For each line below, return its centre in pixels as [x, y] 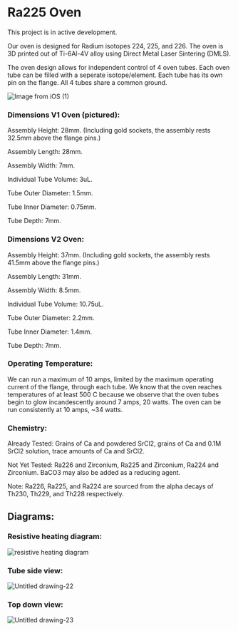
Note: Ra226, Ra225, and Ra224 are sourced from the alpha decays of [110, 486]
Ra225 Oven [45, 12]
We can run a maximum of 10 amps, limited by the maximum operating [110, 379]
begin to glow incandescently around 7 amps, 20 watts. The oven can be [114, 402]
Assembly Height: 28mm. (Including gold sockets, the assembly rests [109, 130]
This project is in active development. [62, 32]
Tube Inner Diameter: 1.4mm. [50, 332]
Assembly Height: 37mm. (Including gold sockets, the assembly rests [109, 255]
